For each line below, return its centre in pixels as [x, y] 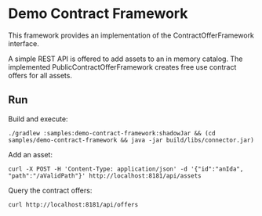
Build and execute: [38, 119]
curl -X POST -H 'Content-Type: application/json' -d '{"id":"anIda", [126, 169]
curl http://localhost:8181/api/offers [73, 204]
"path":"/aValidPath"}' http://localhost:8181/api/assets [105, 176]
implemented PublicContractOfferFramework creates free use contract [122, 67]
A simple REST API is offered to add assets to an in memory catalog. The [126, 59]
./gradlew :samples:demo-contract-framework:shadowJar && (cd [112, 133]
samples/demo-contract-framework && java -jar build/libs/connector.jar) [131, 140]
